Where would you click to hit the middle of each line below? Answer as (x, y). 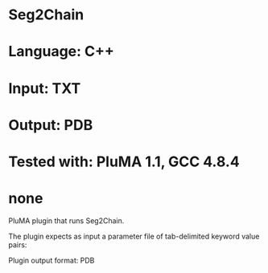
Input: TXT (45, 88)
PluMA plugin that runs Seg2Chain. (66, 220)
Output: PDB (51, 125)
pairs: (18, 244)
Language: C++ (61, 52)
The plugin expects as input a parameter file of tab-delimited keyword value (134, 236)
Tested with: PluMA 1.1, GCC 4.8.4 (124, 161)
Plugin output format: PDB (52, 260)
